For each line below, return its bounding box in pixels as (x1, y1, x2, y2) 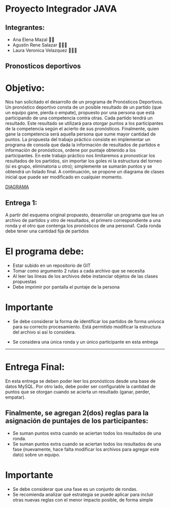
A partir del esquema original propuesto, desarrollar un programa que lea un (5, 212, 164, 218)
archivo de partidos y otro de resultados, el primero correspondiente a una (5, 217, 161, 223)
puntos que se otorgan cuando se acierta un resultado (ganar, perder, (5, 389, 151, 395)
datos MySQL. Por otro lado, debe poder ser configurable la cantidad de (5, 383, 156, 389)
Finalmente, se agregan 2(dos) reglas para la (5, 409, 149, 418)
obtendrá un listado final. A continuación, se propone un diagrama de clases (5, 169, 164, 175)
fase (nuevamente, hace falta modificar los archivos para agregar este (12, 446, 159, 452)
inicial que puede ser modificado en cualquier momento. (5, 174, 123, 180)
